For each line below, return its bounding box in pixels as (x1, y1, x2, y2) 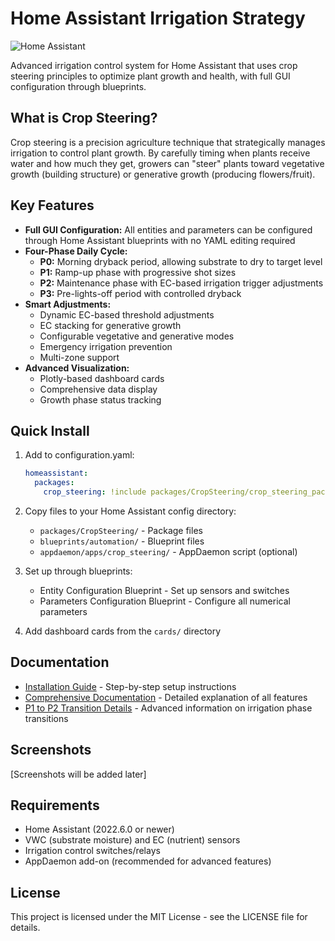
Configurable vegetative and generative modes (39, 330, 235, 342)
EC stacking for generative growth (39, 319, 182, 331)
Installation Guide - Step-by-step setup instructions (24, 680, 237, 692)
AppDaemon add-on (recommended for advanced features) (24, 855, 272, 867)
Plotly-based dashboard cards (39, 372, 165, 384)
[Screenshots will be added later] (10, 768, 147, 780)
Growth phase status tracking (39, 393, 162, 406)
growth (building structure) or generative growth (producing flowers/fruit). (10, 168, 316, 180)
